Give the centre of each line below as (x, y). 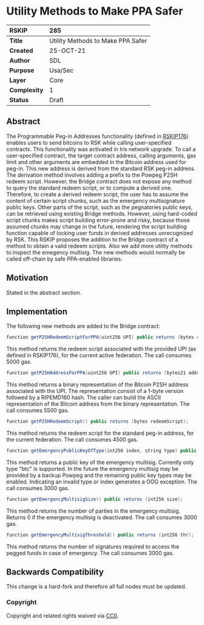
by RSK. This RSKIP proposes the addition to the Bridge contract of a (92, 239)
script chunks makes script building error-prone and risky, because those (98, 220)
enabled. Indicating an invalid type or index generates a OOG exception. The (102, 482)
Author (20, 60)
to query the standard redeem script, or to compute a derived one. (89, 188)
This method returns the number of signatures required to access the (93, 546)
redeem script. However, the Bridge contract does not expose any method (99, 181)
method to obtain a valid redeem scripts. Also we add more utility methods (99, 246)
